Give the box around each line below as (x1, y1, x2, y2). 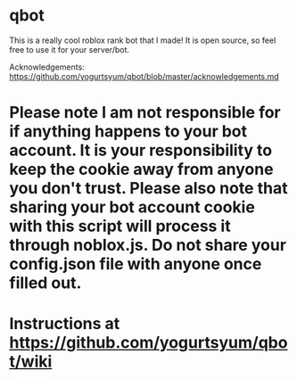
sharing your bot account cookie (9, 197, 256, 218)
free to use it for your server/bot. (9, 44, 130, 54)
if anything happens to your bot (9, 121, 248, 142)
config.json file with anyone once (9, 254, 262, 275)
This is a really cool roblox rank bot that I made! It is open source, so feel (9, 35, 276, 45)
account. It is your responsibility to (9, 140, 273, 161)
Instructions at (9, 314, 120, 334)
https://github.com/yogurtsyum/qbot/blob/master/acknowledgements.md (9, 70, 279, 81)
